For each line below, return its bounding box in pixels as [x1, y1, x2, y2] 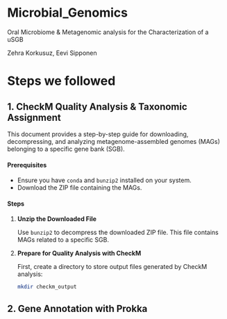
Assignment [7, 111, 61, 123]
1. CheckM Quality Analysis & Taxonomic [7, 101, 187, 113]
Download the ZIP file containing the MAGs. [17, 183, 142, 192]
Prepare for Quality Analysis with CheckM [17, 249, 142, 258]
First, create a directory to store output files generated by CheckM [17, 263, 208, 271]
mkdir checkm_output [17, 284, 77, 291]
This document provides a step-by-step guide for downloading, [7, 130, 189, 138]
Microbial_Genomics [7, 5, 128, 21]
